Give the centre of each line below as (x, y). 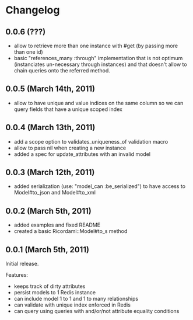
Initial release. (22, 264)
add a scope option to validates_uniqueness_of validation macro (91, 141)
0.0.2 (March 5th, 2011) (48, 211)
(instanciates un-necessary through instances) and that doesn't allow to (100, 64)
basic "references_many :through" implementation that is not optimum (98, 58)
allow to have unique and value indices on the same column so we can (99, 103)
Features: (17, 275)
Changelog (33, 10)
